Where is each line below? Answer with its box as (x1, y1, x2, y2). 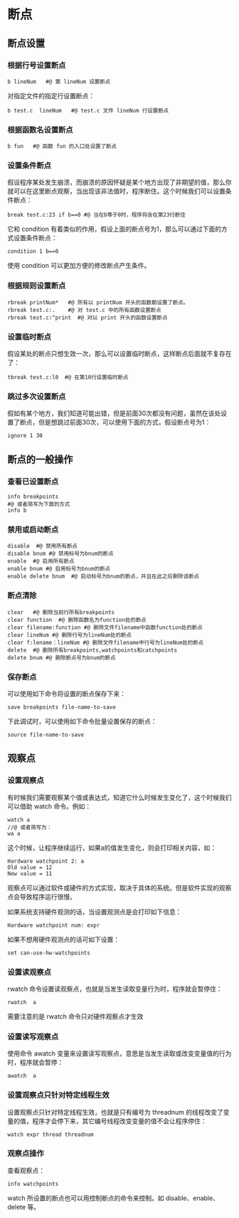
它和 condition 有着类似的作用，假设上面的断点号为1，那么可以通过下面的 (7, 225, 222, 234)
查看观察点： (7, 1166, 45, 1175)
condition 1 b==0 (7, 248, 59, 255)
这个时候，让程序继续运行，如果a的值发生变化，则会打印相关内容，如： (7, 843, 217, 852)
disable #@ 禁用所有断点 (7, 543, 78, 550)
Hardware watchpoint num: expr (7, 922, 100, 929)
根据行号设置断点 (7, 60, 66, 70)
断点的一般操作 (7, 453, 73, 465)
